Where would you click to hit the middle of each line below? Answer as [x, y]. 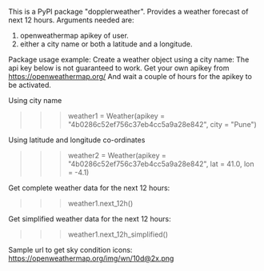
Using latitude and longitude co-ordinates [77, 140]
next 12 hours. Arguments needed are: [71, 20]
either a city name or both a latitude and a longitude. [106, 44]
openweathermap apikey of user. [74, 36]
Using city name [35, 100]
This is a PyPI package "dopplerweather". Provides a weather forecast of [128, 12]
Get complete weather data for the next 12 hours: [89, 188]
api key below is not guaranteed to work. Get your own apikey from [119, 68]
